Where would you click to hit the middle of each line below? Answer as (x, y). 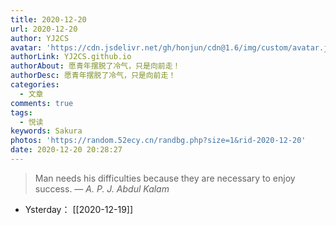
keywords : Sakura (46, 131)
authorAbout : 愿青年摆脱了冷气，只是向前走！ (95, 66)
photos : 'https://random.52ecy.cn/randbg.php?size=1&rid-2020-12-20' (158, 141)
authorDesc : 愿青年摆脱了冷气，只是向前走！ (93, 76)
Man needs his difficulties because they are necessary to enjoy (165, 178)
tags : (21, 112)
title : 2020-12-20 (48, 19)
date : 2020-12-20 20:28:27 (66, 150)
